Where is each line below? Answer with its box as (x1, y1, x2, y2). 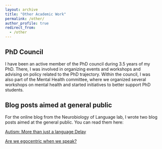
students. (5, 86, 24, 93)
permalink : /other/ (5, 16, 45, 21)
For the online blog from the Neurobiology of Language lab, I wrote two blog (5, 114, 158, 120)
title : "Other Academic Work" (5, 12, 67, 17)
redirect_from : (5, 25, 36, 30)
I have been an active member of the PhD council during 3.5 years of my (5, 61, 150, 66)
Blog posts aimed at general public (5, 101, 112, 109)
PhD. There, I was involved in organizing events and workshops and (5, 66, 141, 72)
